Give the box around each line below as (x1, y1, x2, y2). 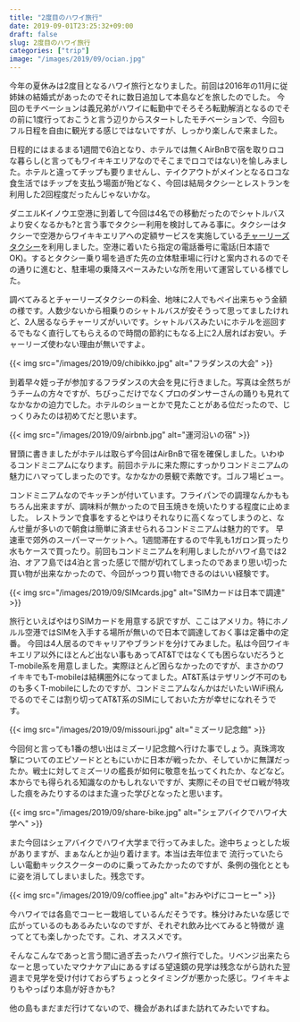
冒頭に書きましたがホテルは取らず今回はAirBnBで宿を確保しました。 (9, 448, 262, 459)
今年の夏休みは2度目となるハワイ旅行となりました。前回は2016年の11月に (9, 81, 280, 90)
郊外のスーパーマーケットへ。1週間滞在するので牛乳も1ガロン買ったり (32, 534, 290, 545)
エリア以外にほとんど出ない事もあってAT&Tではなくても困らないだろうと (16, 650, 286, 660)
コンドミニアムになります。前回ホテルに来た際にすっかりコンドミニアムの (16, 460, 289, 470)
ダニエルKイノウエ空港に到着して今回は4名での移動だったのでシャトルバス (9, 208, 286, 218)
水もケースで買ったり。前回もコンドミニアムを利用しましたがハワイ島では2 (9, 546, 287, 556)
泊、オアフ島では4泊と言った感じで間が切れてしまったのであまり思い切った (9, 557, 287, 567)
